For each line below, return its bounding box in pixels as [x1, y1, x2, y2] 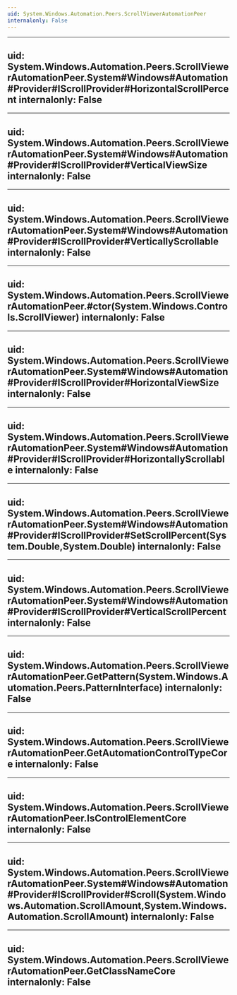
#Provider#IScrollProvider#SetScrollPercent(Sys [7, 529, 227, 541]
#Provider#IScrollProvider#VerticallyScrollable [7, 235, 219, 247]
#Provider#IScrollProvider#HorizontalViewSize [7, 377, 219, 389]
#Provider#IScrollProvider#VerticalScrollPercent [7, 605, 227, 618]
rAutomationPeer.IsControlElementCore [7, 813, 187, 825]
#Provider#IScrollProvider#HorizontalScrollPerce [7, 83, 229, 95]
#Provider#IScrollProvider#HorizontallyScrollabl [7, 453, 225, 465]
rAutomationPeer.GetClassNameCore [7, 965, 176, 977]
